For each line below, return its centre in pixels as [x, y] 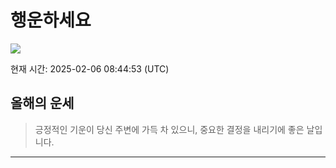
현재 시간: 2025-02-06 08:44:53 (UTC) [90, 68]
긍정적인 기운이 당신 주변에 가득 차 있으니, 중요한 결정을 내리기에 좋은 [169, 129]
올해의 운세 [42, 103]
